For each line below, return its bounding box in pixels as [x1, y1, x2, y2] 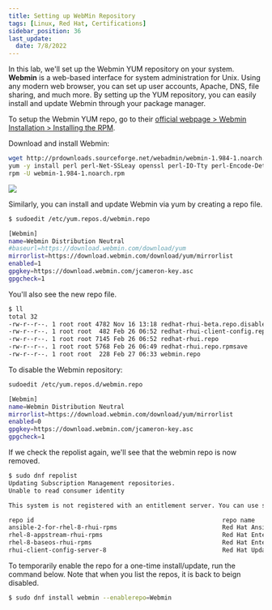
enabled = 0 [8, 418, 42, 426]
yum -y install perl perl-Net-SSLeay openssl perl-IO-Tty [8, 162, 208, 170]
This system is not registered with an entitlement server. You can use [8, 501, 259, 510]
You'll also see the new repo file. [8, 289, 117, 299]
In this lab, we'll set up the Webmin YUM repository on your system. [8, 64, 235, 74]
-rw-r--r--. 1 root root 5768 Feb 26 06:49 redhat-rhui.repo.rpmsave [8, 343, 249, 351]
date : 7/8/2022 [15, 42, 67, 50]
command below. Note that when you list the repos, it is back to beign [8, 569, 241, 579]
